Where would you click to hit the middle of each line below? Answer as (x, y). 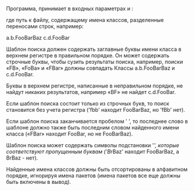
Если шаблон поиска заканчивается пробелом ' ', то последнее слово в (97, 121)
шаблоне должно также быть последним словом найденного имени (93, 127)
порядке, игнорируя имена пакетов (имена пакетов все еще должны (93, 176)
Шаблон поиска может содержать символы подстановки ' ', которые (93, 145)
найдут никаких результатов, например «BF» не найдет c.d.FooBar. (91, 92)
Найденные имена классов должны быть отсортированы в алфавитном (97, 169)
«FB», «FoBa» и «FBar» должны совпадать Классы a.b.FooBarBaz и (91, 68)
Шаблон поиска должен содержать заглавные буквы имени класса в (94, 49)
